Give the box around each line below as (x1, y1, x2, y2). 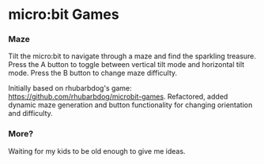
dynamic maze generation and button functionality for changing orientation (8, 100, 253, 110)
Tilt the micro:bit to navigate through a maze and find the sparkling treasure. (8, 51, 257, 61)
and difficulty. (8, 109, 53, 118)
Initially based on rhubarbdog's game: (8, 84, 132, 93)
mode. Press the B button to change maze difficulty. (8, 69, 178, 78)
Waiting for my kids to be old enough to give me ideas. (8, 146, 186, 155)
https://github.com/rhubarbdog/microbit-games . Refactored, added (8, 92, 228, 102)
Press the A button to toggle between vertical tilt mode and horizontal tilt (8, 60, 245, 69)
